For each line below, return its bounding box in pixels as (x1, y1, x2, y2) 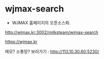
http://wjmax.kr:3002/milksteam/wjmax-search (5, 29, 99, 35)
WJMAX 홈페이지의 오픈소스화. (12, 20, 71, 25)
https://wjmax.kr (5, 38, 38, 44)
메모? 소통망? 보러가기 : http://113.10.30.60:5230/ (5, 48, 100, 54)
